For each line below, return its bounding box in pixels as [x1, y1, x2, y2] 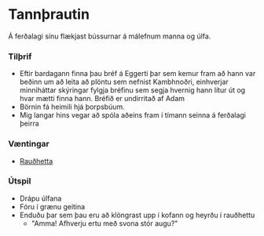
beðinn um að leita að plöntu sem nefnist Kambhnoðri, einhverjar [19, 77, 229, 87]
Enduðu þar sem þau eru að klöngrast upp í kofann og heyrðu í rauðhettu [19, 210, 255, 220]
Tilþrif [8, 51, 32, 62]
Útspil [8, 176, 31, 187]
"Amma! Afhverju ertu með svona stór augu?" [31, 218, 178, 228]
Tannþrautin [8, 5, 90, 24]
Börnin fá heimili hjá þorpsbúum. [19, 102, 125, 111]
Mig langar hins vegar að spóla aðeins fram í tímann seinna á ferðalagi [19, 111, 246, 120]
